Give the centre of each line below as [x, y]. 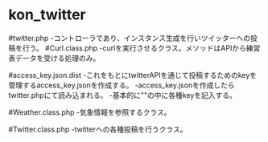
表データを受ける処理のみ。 [54, 58]
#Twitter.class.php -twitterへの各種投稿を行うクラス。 [98, 129]
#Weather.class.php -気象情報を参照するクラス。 [90, 112]
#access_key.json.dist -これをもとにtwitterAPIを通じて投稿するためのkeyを [133, 75]
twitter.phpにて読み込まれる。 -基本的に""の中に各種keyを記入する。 [123, 95]
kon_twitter [47, 15]
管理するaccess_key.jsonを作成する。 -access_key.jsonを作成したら [122, 85]
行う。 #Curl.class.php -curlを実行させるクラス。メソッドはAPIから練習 [141, 48]
